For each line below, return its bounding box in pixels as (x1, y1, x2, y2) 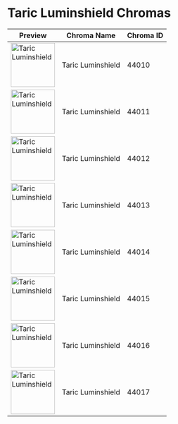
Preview (18, 30, 47, 40)
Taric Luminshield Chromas (7, 5, 171, 21)
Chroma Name (66, 30, 116, 40)
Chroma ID (127, 30, 164, 40)
